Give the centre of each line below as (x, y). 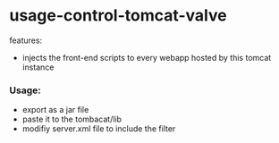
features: (26, 40)
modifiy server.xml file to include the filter (99, 129)
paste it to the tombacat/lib (72, 119)
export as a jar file (55, 110)
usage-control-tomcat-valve (118, 16)
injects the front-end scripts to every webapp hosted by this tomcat (147, 57)
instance (38, 67)
